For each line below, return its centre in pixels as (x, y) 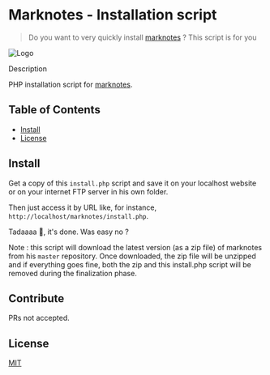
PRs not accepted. (39, 318)
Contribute (36, 298)
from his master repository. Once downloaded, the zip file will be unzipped (133, 256)
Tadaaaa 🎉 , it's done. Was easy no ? (69, 232)
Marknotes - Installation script (113, 15)
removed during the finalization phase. (73, 273)
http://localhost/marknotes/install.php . (79, 215)
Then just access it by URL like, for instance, (82, 207)
